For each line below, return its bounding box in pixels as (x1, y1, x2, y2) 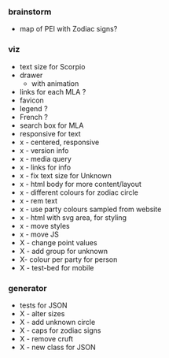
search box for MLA (19, 121, 84, 130)
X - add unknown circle (19, 317, 96, 326)
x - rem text (19, 196, 57, 205)
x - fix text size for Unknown (19, 170, 112, 180)
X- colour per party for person (19, 255, 118, 264)
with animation (31, 78, 79, 88)
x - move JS (19, 229, 59, 239)
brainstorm (8, 6, 52, 17)
